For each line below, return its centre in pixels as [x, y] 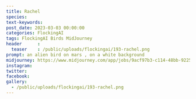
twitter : [17, 71]
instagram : [19, 66]
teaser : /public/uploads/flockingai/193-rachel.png [80, 49]
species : [17, 17]
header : [23, 44]
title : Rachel [23, 11]
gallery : [17, 82]
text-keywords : [24, 22]
